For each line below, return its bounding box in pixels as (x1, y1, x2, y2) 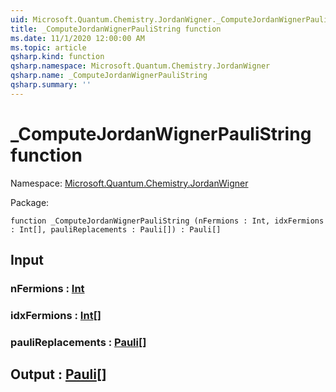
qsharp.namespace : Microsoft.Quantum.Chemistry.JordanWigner (10, 61, 271, 71)
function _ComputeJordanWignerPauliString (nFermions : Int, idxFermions (10, 216, 325, 226)
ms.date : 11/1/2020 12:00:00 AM (10, 33, 145, 43)
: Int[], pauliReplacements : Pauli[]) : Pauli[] (10, 224, 222, 235)
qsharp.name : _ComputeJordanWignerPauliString (10, 71, 208, 81)
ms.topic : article (10, 42, 87, 53)
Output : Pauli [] (10, 366, 107, 383)
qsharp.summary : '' (10, 80, 92, 90)
